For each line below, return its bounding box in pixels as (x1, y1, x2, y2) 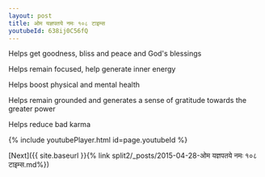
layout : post (8, 11, 53, 20)
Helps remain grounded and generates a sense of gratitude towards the (8, 96, 247, 105)
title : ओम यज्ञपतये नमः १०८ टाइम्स (8, 19, 106, 27)
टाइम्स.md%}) (8, 160, 50, 170)
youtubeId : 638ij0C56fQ (8, 27, 89, 35)
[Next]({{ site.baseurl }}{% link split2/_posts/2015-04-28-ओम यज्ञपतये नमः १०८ (8, 150, 258, 161)
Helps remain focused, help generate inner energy (8, 64, 176, 74)
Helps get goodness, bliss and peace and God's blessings (8, 49, 202, 59)
